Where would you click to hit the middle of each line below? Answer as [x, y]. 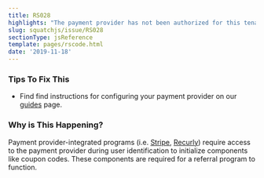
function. [23, 167]
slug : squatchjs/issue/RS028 [56, 30]
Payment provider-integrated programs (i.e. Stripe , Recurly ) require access [130, 142]
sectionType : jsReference [50, 37]
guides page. [41, 105]
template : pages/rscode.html [56, 45]
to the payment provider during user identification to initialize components [128, 151]
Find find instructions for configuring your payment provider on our [128, 96]
